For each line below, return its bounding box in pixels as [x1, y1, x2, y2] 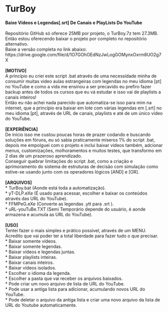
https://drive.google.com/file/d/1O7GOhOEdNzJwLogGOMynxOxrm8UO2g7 [5, 51, 161, 58]
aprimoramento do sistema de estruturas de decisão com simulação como [5, 164, 158, 170]
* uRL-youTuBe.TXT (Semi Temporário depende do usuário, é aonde [5, 206, 146, 212]
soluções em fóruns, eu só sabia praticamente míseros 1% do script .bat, [5, 136, 155, 143]
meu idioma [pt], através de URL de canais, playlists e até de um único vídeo [5, 110, 163, 116]
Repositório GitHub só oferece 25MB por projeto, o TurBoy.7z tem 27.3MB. [5, 30, 158, 36]
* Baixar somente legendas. [5, 243, 62, 249]
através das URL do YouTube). [5, 195, 67, 201]
